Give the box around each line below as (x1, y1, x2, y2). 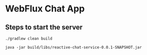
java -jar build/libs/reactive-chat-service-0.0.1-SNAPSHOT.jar (5, 45, 142, 50)
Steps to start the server (5, 23, 83, 31)
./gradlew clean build (5, 36, 52, 41)
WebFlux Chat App (5, 3, 85, 14)
